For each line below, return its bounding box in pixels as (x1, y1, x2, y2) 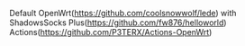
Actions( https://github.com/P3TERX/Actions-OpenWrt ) (9, 27, 213, 37)
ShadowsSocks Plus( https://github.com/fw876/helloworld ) (9, 17, 227, 28)
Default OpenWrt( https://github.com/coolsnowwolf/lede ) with (9, 8, 237, 18)
